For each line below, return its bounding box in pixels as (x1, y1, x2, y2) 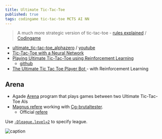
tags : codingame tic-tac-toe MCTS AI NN (5, 16, 90, 21)
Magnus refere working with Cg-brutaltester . (12, 104, 104, 110)
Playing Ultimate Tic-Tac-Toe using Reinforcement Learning (12, 55, 134, 61)
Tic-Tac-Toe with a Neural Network (12, 50, 84, 56)
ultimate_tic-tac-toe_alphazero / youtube (12, 45, 95, 51)
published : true (5, 12, 39, 17)
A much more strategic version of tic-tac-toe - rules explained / (17, 30, 147, 36)
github (19, 60, 33, 67)
